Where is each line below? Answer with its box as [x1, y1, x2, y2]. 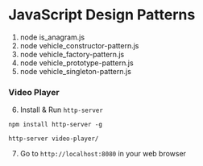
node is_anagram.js [19, 32, 85, 42]
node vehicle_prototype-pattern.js [19, 58, 135, 68]
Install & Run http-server [19, 105, 103, 114]
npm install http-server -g [8, 121, 103, 129]
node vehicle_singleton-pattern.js [19, 66, 131, 76]
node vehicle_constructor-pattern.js [19, 40, 139, 50]
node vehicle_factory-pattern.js [19, 49, 125, 59]
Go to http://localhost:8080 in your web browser [19, 149, 187, 159]
